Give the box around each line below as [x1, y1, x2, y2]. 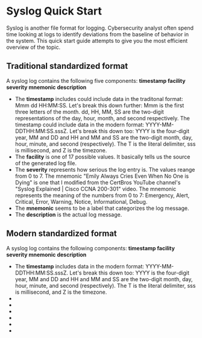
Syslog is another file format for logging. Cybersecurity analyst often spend [6, 24, 194, 31]
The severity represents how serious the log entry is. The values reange [14, 166, 195, 173]
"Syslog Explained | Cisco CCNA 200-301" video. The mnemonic [14, 185, 177, 192]
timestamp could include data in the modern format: [14, 121, 145, 128]
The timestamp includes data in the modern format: [14, 262, 145, 270]
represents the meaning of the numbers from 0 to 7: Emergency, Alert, [14, 192, 190, 199]
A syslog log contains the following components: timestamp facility [6, 244, 175, 252]
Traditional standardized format [6, 61, 128, 71]
